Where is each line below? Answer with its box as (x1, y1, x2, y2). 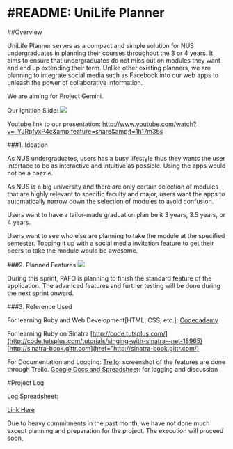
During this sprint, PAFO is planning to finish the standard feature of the (7, 274, 212, 283)
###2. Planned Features (7, 260, 77, 269)
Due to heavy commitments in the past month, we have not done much (7, 419, 210, 427)
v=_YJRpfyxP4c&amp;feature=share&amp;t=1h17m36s (7, 127, 163, 135)
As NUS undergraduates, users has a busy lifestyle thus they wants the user (7, 154, 226, 162)
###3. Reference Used (7, 302, 72, 310)
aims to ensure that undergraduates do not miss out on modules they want (7, 56, 221, 64)
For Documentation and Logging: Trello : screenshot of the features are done (7, 357, 226, 366)
